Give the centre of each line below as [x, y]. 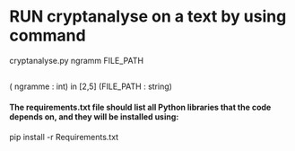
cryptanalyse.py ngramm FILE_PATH [77, 60]
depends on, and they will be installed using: [94, 116]
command [48, 36]
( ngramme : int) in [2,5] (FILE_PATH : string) [91, 86]
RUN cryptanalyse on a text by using [148, 17]
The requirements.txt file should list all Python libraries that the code [140, 107]
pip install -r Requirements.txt [64, 137]
